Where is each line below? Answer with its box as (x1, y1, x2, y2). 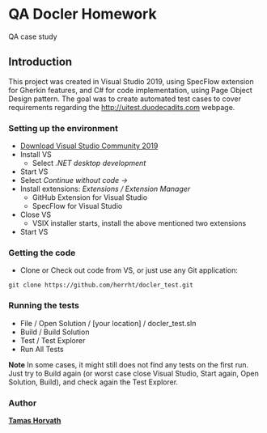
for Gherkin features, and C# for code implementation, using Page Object (8, 85, 252, 95)
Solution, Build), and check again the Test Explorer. (8, 377, 179, 387)
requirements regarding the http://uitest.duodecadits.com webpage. (8, 102, 235, 112)
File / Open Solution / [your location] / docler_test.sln (19, 318, 197, 328)
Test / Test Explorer (19, 335, 86, 345)
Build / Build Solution (19, 327, 90, 337)
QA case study (8, 32, 58, 41)
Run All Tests (19, 344, 64, 354)
